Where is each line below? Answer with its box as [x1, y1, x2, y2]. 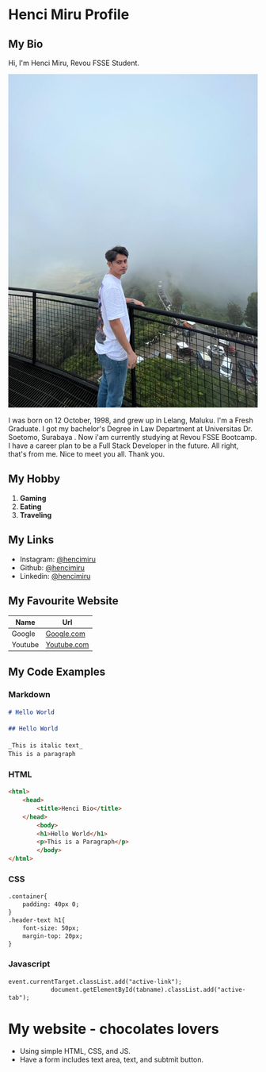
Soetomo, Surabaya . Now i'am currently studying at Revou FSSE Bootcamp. [8, 433, 257, 442]
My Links [8, 534, 54, 547]
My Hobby [8, 472, 61, 486]
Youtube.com [45, 640, 89, 650]
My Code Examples [8, 665, 105, 679]
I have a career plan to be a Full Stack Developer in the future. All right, [8, 441, 239, 450]
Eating [19, 502, 42, 511]
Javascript [8, 958, 51, 970]
